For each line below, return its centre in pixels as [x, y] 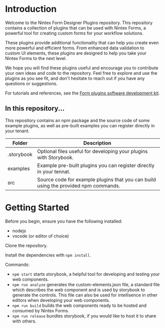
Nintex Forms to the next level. [36, 58]
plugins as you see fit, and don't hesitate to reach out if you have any [75, 78]
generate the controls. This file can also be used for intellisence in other [85, 295]
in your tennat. [54, 172]
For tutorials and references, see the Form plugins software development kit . [82, 93]
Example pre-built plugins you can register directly [96, 165]
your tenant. [17, 131]
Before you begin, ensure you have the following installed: [64, 221]
